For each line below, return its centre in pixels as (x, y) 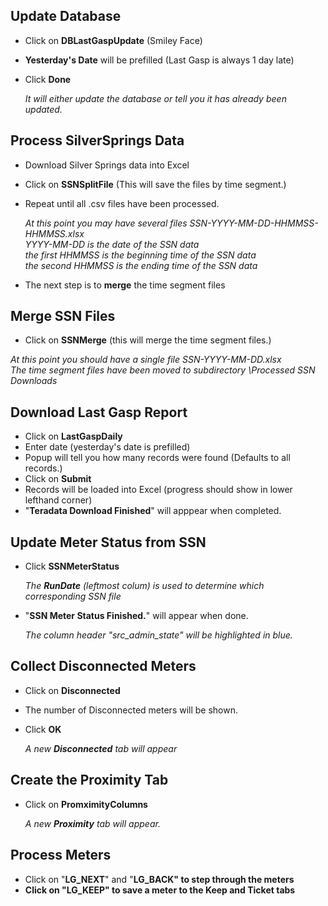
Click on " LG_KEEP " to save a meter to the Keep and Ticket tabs (160, 890)
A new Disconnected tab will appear (101, 748)
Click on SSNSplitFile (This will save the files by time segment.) (155, 184)
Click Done (48, 79)
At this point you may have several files (106, 223)
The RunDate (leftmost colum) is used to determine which (144, 586)
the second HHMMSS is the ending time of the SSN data (141, 265)
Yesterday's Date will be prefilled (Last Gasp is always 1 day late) (159, 60)
